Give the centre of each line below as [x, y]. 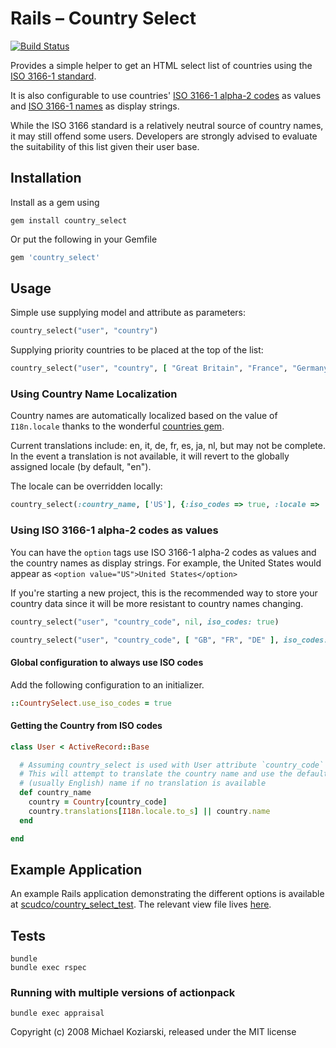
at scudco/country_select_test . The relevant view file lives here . [141, 904]
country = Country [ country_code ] [98, 802]
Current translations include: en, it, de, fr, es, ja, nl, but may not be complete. [168, 446]
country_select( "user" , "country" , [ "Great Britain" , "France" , [149, 368]
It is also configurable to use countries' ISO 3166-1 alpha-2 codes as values [166, 95]
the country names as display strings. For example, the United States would [166, 563]
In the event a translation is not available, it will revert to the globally [150, 456]
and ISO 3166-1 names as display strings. [95, 106]
